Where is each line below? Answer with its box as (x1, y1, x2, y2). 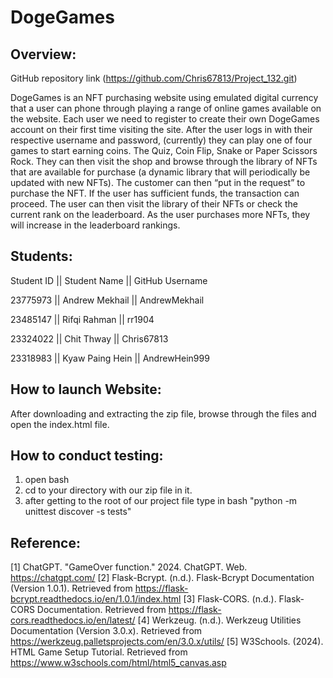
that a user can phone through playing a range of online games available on (10, 102, 322, 114)
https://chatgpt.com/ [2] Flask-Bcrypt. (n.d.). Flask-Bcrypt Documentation (10, 572, 315, 584)
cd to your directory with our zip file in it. (24, 484, 193, 496)
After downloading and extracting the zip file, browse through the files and (10, 407, 317, 420)
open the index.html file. (10, 418, 110, 430)
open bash (24, 474, 70, 486)
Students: (10, 248, 73, 265)
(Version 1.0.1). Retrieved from (10, 582, 133, 595)
